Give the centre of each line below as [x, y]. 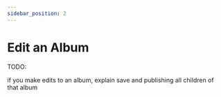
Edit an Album [48, 47]
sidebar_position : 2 [37, 13]
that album [23, 87]
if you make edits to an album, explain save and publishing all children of [110, 80]
